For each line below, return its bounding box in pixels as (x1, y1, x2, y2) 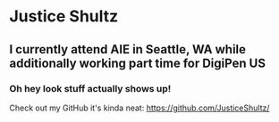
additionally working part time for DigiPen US (9, 55, 266, 70)
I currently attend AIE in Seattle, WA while (9, 42, 247, 57)
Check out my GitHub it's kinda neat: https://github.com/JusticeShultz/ (9, 102, 270, 113)
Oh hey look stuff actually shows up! (9, 82, 172, 94)
